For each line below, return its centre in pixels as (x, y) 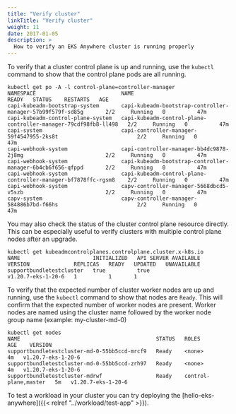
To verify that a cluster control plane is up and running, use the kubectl (111, 67)
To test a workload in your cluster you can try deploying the (94, 395)
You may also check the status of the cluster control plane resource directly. (118, 224)
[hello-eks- (198, 395)
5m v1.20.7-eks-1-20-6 (92, 382)
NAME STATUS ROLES (104, 339)
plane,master (26, 382)
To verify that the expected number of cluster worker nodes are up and (111, 290)
